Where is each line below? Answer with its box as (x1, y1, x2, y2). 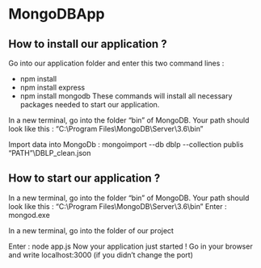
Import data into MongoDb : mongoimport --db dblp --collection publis (8, 140, 244, 149)
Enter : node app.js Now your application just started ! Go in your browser (8, 241, 253, 251)
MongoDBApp (8, 5, 105, 23)
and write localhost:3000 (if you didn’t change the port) (8, 249, 194, 259)
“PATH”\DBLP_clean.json (8, 149, 91, 157)
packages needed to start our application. (19, 100, 160, 109)
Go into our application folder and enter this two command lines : (8, 58, 225, 68)
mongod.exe (8, 210, 50, 220)
